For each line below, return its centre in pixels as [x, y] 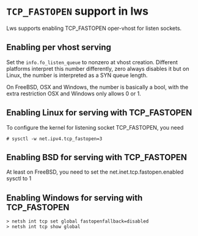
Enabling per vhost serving [59, 47]
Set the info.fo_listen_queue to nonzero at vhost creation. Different [92, 62]
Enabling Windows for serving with [75, 198]
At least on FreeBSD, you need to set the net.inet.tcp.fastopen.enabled [95, 172]
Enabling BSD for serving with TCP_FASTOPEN [97, 157]
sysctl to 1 [19, 179]
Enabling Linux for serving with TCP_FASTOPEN [99, 113]
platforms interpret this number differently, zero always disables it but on [98, 68]
